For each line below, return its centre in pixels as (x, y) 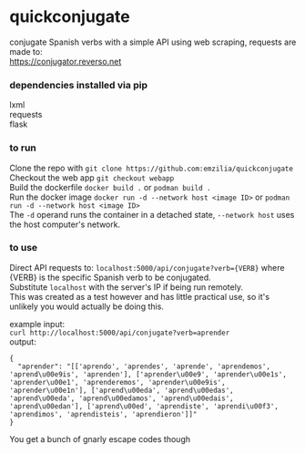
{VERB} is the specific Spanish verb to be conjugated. (110, 277)
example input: (37, 324)
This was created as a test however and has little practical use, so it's (140, 296)
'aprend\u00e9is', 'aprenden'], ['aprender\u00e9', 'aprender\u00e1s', (148, 374)
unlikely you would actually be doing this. (86, 306)
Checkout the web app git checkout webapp (92, 177)
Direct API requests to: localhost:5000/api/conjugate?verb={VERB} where (147, 267)
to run (23, 148)
